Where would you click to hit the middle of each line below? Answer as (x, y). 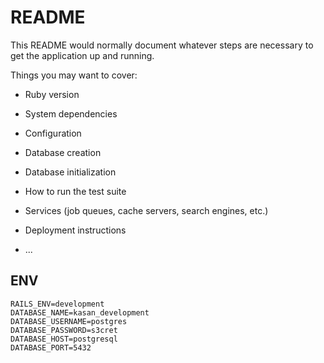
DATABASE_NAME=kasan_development (80, 312)
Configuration (53, 133)
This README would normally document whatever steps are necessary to (162, 45)
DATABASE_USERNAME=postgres (69, 321)
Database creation (63, 152)
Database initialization (70, 172)
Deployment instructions (75, 230)
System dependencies (71, 113)
